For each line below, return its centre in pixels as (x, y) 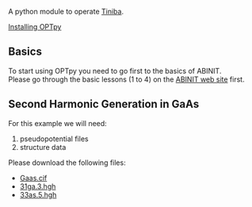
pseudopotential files (54, 139)
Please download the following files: (67, 163)
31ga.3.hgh (38, 186)
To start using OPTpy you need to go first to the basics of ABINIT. (115, 71)
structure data (43, 147)
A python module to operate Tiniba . (66, 11)
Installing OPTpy (35, 27)
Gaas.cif (33, 178)
